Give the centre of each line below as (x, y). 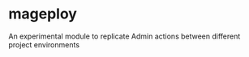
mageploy (43, 14)
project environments (44, 44)
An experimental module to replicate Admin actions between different (124, 36)
